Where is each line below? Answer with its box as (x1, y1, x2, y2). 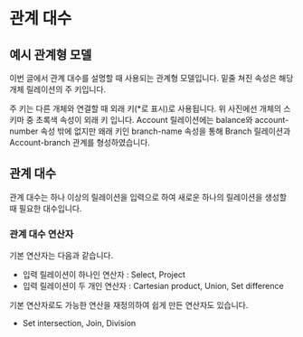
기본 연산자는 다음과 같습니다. (9, 250, 114, 261)
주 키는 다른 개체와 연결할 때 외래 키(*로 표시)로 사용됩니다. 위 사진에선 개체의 (9, 103, 282, 114)
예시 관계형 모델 (9, 47, 92, 62)
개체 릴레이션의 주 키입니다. (9, 84, 107, 95)
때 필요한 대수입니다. (9, 202, 82, 213)
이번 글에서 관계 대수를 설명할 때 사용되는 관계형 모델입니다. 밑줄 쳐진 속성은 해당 (9, 73, 294, 83)
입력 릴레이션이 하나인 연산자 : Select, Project (22, 269, 185, 280)
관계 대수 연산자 (9, 228, 74, 240)
